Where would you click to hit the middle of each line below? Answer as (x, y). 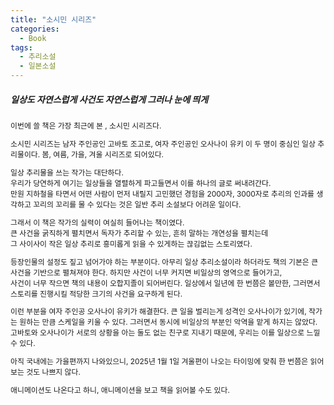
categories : (35, 29)
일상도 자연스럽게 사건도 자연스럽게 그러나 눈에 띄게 (109, 99)
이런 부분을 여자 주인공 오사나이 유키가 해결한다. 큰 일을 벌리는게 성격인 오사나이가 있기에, (158, 311)
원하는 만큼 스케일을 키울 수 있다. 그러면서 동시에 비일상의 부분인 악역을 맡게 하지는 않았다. (168, 322)
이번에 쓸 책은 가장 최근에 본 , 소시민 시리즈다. (86, 125)
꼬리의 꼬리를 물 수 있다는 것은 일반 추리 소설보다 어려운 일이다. (137, 204)
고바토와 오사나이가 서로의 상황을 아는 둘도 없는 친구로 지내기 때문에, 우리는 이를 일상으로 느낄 (165, 332)
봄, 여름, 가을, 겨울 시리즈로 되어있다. (103, 154)
